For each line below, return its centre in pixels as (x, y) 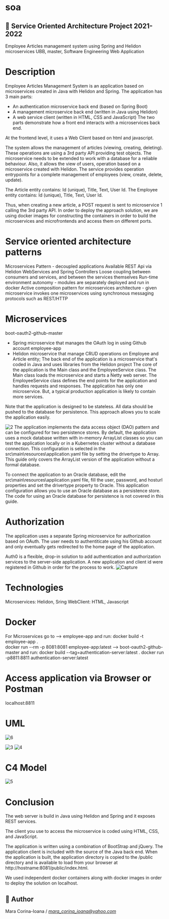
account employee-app (37, 348)
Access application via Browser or (78, 678)
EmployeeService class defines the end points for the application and (85, 380)
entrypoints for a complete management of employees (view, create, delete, (84, 174)
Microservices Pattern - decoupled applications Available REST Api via (79, 266)
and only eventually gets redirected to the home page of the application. (80, 546)
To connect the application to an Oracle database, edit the (66, 474)
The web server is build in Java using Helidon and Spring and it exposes (80, 816)
